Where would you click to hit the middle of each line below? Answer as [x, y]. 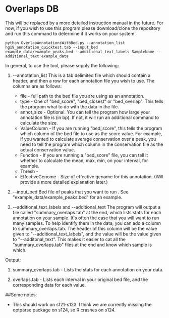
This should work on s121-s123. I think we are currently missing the [82, 304]
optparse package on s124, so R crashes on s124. [64, 310]
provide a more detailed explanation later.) [64, 182]
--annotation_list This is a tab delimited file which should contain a [81, 75]
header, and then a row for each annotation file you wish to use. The [83, 81]
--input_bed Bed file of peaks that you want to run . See [70, 192]
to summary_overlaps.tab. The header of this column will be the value [85, 228]
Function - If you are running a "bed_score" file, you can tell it [84, 155]
